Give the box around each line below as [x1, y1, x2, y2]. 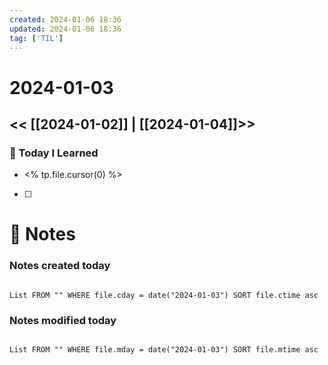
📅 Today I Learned [9, 146, 99, 160]
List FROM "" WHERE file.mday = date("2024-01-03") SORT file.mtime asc [9, 345, 319, 355]
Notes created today [9, 259, 111, 273]
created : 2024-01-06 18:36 [9, 14, 122, 25]
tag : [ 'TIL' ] [9, 33, 64, 43]
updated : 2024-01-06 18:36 [9, 24, 122, 34]
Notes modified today [9, 313, 117, 327]
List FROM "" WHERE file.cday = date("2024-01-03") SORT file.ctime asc [9, 290, 319, 300]
